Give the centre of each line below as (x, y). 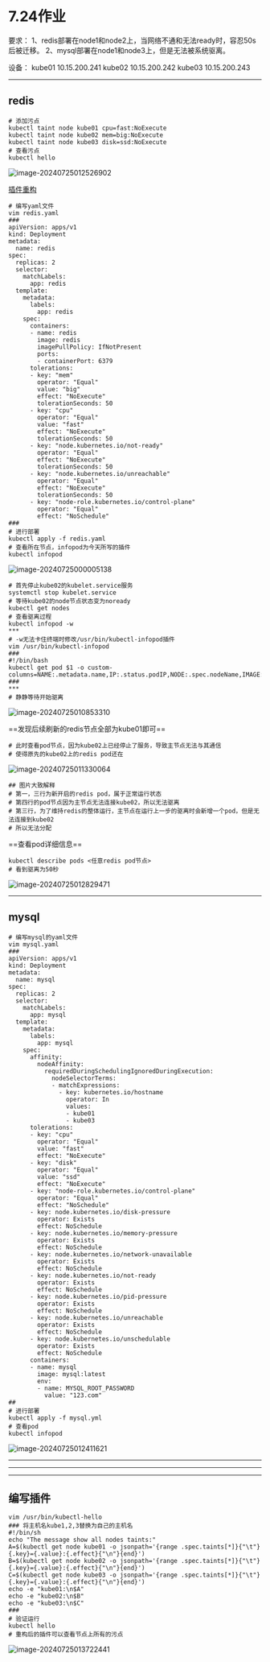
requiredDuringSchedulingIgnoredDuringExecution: (129, 1071)
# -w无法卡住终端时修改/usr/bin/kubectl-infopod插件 (92, 639)
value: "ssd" (59, 1176)
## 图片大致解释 (32, 785)
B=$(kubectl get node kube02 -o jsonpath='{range (93, 1561)
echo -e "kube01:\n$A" (46, 1590)
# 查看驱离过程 (30, 617)
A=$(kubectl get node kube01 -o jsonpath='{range (93, 1547)
